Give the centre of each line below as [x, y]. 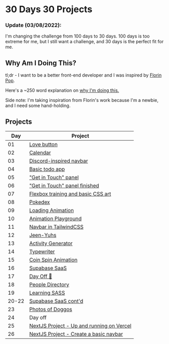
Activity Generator [51, 244]
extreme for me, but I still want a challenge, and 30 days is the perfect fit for [85, 42]
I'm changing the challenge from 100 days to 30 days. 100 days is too [78, 36]
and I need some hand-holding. [38, 106]
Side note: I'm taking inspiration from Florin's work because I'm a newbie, [82, 100]
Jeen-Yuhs [43, 235]
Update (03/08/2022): [33, 25]
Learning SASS [47, 293]
